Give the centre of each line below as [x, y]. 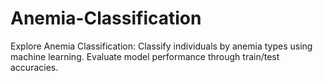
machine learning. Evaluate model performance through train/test [145, 56]
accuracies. [34, 67]
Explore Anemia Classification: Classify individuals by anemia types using [161, 46]
